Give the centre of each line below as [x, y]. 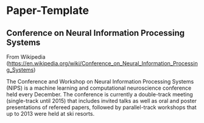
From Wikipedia [26, 57]
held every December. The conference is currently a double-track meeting [100, 94]
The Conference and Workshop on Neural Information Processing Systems [100, 81]
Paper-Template [48, 11]
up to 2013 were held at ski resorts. [51, 114]
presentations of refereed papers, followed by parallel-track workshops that [101, 107]
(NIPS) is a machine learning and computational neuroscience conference [99, 88]
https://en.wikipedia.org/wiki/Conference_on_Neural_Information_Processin [103, 63]
